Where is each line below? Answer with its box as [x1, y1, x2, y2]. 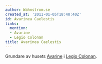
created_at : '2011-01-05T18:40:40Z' [5, 12, 81, 17]
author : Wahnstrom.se [5, 7, 50, 12]
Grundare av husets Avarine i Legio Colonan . [5, 53, 97, 59]
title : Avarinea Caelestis [5, 40, 61, 45]
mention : [9, 26, 28, 31]
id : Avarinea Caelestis [5, 16, 55, 21]
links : [5, 21, 19, 26]
